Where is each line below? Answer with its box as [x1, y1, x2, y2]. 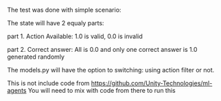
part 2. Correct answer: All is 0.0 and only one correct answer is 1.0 [7, 46, 198, 53]
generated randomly [7, 53, 65, 61]
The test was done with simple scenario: [7, 6, 121, 14]
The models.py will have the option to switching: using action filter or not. [7, 66, 215, 74]
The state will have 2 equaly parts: [7, 19, 104, 27]
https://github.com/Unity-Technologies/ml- [91, 79, 213, 87]
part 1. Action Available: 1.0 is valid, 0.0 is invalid [7, 32, 143, 40]
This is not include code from [7, 79, 90, 87]
